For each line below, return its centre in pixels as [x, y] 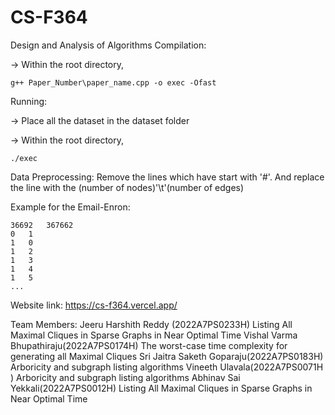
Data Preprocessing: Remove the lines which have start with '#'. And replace [167, 177]
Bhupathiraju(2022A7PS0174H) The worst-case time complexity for [149, 345]
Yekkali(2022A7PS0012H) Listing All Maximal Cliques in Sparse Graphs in [161, 388]
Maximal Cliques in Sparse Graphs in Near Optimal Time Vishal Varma [154, 335]
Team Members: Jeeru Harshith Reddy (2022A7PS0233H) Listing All [151, 324]
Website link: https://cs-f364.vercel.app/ [94, 305]
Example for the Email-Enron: [70, 207]
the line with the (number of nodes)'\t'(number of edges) [127, 187]
